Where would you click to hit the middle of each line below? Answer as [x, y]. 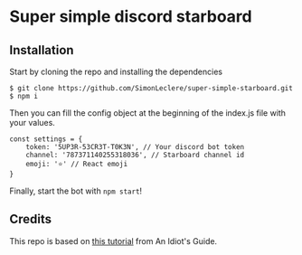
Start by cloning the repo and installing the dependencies [116, 71]
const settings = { [46, 139]
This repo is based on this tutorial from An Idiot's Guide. [113, 241]
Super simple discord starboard [131, 17]
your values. [33, 123]
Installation [42, 50]
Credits [31, 219]
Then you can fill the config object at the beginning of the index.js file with [148, 113]
